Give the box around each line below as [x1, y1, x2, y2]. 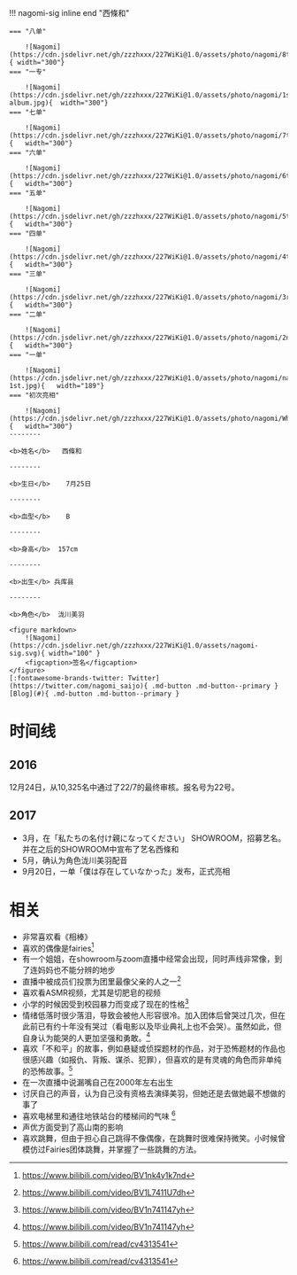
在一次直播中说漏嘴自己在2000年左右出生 [21, 1077, 174, 1088]
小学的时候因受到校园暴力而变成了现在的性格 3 [21, 998, 189, 1009]
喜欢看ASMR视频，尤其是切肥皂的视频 [21, 987, 162, 999]
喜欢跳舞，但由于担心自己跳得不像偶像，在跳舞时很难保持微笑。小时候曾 [21, 1132, 286, 1143]
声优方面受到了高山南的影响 [21, 1122, 124, 1132]
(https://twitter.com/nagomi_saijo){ [9, 681, 148, 690]
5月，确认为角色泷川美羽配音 [21, 854, 128, 866]
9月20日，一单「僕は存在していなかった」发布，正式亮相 [21, 866, 231, 876]
